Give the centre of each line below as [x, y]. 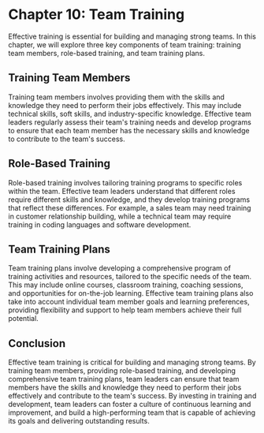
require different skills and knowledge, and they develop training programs [129, 200]
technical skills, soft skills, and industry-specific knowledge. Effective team [130, 114]
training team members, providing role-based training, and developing [122, 371]
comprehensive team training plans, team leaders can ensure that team [124, 379]
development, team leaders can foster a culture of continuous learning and [130, 405]
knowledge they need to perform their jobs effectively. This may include [125, 105]
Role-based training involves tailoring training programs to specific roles [125, 182]
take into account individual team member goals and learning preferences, [129, 302]
